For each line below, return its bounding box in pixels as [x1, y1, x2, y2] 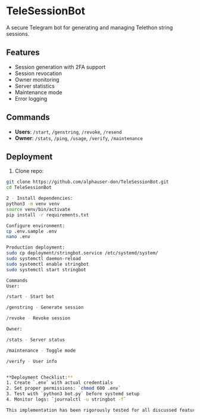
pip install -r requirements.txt [6, 212, 89, 218]
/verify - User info [6, 358, 58, 364]
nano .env [6, 234, 31, 240]
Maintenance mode [14, 88, 62, 96]
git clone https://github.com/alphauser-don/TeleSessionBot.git [6, 179, 169, 185]
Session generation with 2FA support [14, 63, 106, 70]
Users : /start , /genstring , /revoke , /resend [14, 128, 122, 135]
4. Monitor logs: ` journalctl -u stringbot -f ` [6, 396, 127, 402]
